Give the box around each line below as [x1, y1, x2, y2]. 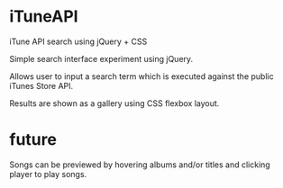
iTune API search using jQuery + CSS [9, 36, 148, 47]
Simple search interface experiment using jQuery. [9, 53, 194, 64]
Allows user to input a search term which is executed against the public [9, 70, 274, 82]
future [9, 130, 57, 150]
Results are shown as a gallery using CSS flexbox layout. [9, 97, 220, 109]
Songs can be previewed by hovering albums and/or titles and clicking [9, 159, 270, 170]
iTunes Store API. [9, 80, 74, 91]
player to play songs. [9, 168, 87, 179]
